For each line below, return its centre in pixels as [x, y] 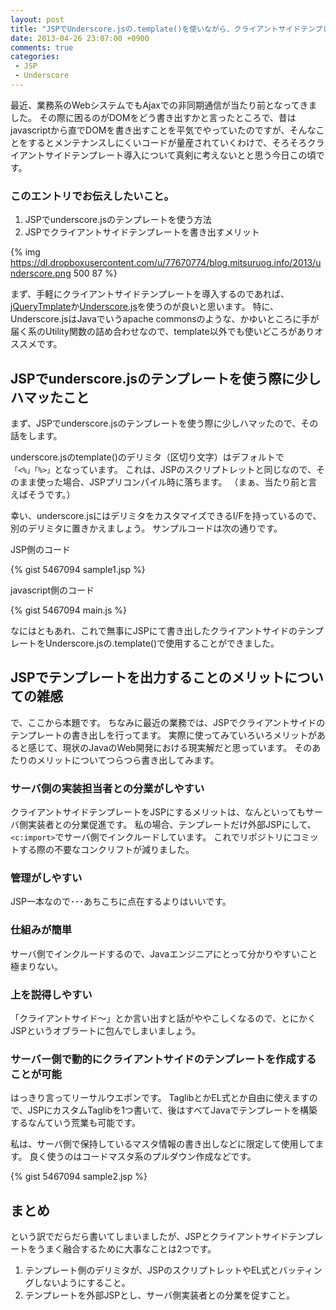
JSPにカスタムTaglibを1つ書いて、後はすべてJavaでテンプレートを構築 [172, 1110]
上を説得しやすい [51, 994]
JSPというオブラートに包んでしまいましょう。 [106, 1030]
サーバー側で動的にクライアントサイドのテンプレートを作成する [163, 1059]
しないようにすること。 [82, 1283]
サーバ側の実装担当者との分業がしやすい [107, 788]
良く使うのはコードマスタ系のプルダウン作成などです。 [143, 1157]
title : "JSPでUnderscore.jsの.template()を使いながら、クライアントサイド [156, 29]
